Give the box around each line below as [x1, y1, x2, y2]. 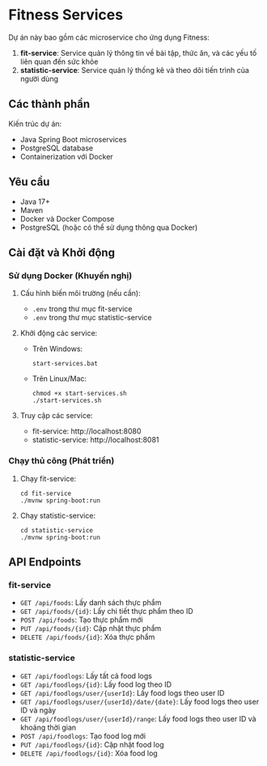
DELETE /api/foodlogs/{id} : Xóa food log [19, 748, 158, 758]
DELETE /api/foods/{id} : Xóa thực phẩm [19, 633, 155, 642]
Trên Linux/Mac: [32, 374, 87, 383]
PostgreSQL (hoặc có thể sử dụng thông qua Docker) [19, 222, 198, 232]
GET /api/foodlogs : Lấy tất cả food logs [19, 671, 152, 680]
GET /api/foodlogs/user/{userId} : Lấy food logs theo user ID [19, 688, 225, 697]
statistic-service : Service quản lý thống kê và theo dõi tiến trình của [19, 65, 249, 74]
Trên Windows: [32, 344, 83, 353]
